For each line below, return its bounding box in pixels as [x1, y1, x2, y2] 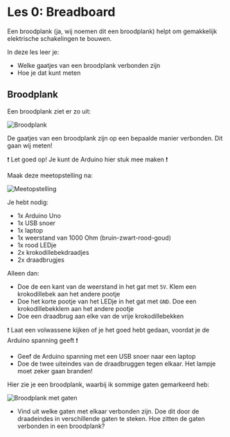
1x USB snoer [17, 219, 56, 227]
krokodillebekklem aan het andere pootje [17, 304, 134, 312]
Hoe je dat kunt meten [17, 69, 81, 77]
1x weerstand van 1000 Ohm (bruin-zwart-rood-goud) [17, 233, 172, 242]
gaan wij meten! [7, 141, 53, 150]
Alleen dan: [7, 269, 39, 277]
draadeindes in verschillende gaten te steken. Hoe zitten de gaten [17, 414, 206, 422]
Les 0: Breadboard [7, 4, 116, 20]
